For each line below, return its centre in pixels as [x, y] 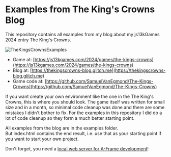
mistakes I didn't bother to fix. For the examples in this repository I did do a [84, 113]
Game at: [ [23, 59]
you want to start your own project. [42, 139]
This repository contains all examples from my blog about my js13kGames [82, 34]
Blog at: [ [22, 70]
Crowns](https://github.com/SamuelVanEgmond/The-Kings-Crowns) [85, 86]
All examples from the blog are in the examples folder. [62, 128]
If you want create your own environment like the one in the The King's [80, 96]
